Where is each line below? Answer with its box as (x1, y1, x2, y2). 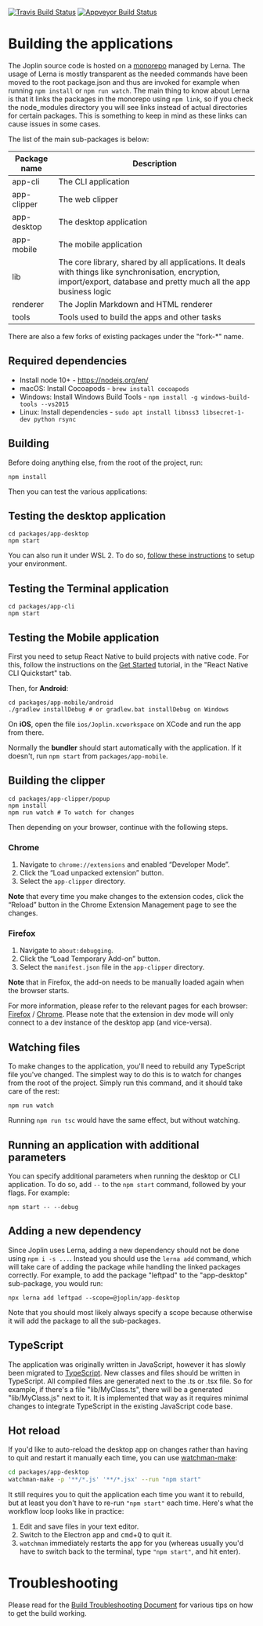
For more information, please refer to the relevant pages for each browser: (8, 1001, 248, 1010)
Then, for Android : (8, 684, 69, 692)
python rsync (34, 415, 77, 423)
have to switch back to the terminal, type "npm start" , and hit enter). (19, 1547, 241, 1556)
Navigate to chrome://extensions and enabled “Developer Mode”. (19, 860, 230, 869)
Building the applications (8, 35, 174, 53)
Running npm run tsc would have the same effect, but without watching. (8, 1116, 240, 1125)
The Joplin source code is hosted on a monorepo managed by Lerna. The (8, 60, 246, 70)
